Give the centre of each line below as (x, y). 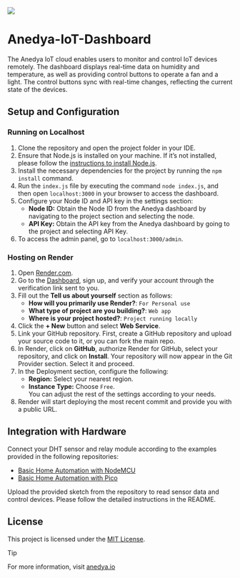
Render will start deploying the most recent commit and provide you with (125, 401)
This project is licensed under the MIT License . (76, 539)
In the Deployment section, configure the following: (93, 371)
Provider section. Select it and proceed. (76, 363)
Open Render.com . (45, 273)
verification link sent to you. (59, 288)
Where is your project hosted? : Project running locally (113, 318)
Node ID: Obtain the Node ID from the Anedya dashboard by (117, 208)
